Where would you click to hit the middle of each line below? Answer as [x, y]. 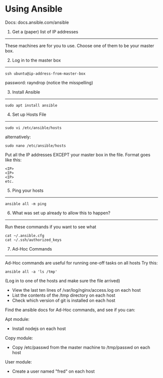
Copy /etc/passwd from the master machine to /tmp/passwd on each [81, 347]
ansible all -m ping [26, 204]
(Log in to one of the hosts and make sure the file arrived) [63, 281]
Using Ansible [34, 9]
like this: [13, 160]
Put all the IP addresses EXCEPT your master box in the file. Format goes [78, 155]
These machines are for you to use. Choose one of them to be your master [80, 46]
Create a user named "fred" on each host [53, 371]
